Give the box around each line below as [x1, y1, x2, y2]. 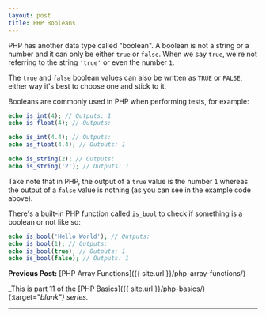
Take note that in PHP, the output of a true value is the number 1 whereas [8, 176, 249, 186]
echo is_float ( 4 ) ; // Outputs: [8, 119, 112, 127]
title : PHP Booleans [8, 19, 77, 27]
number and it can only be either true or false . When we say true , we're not [8, 49, 257, 58]
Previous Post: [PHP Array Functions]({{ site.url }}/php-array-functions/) [8, 269, 246, 278]
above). [8, 193, 33, 202]
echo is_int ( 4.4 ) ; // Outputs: [8, 134, 112, 142]
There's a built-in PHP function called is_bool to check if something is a [8, 209, 243, 218]
